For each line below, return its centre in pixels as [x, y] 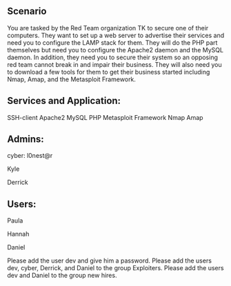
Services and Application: [64, 101]
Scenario [27, 11]
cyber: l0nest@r [30, 156]
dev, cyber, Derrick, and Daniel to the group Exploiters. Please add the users [115, 268]
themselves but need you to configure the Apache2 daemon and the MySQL [115, 50]
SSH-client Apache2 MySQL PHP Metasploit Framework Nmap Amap [105, 117]
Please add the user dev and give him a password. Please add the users [110, 261]
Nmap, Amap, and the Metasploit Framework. [72, 79]
